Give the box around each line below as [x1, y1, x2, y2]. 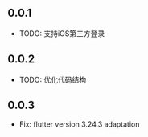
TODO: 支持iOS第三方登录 [18, 28, 105, 38]
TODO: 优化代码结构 [18, 75, 86, 84]
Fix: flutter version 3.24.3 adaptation [18, 119, 140, 129]
